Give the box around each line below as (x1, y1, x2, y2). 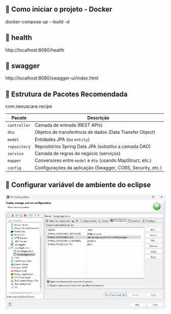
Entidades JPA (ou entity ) (35, 136, 90, 142)
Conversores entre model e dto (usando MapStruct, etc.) (35, 157, 152, 163)
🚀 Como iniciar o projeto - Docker (5, 5, 112, 14)
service (7, 151, 24, 156)
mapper (7, 158, 21, 163)
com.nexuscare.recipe (5, 103, 52, 109)
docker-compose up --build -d (5, 18, 70, 24)
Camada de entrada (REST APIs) (35, 122, 103, 128)
